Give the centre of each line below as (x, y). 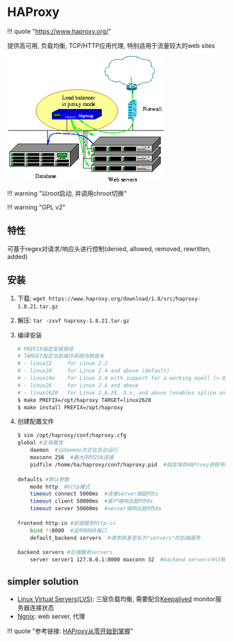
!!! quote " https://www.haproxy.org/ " (59, 31)
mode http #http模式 (60, 487)
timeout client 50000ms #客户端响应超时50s (92, 501)
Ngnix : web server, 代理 (51, 616)
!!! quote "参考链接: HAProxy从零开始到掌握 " (70, 631)
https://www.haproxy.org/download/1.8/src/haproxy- (124, 299)
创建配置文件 (35, 422)
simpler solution (43, 581)
